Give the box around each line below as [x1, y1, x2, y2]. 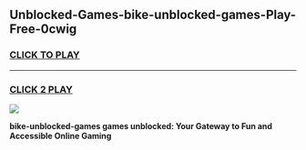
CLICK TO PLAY [9, 49, 80, 62]
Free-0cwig [9, 22, 77, 37]
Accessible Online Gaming [9, 130, 112, 141]
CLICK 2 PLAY [9, 83, 73, 95]
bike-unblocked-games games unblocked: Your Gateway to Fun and [9, 120, 273, 131]
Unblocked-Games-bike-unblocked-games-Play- [9, 7, 297, 23]
